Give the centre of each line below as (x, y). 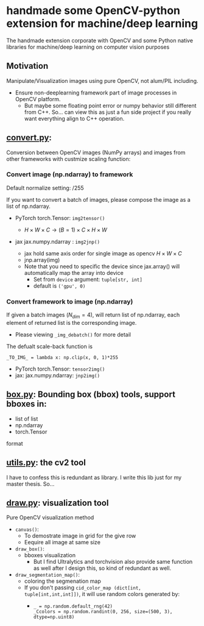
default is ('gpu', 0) (59, 286)
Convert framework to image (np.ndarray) (70, 301)
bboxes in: (26, 404)
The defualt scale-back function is (50, 346)
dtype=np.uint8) (54, 617)
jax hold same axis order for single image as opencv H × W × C (103, 253)
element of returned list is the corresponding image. (72, 322)
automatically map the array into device (74, 272)
